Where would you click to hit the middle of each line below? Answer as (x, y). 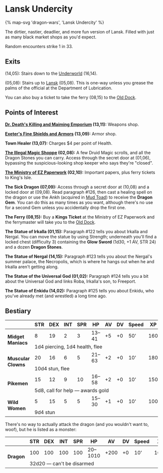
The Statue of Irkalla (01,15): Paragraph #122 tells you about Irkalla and (76, 231)
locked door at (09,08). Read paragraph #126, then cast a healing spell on (79, 192)
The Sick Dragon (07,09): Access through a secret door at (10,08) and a (77, 187)
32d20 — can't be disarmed (62, 464)
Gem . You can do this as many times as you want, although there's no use (79, 202)
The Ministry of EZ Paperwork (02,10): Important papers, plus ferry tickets (80, 172)
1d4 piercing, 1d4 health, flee (69, 347)
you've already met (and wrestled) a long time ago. (56, 296)
